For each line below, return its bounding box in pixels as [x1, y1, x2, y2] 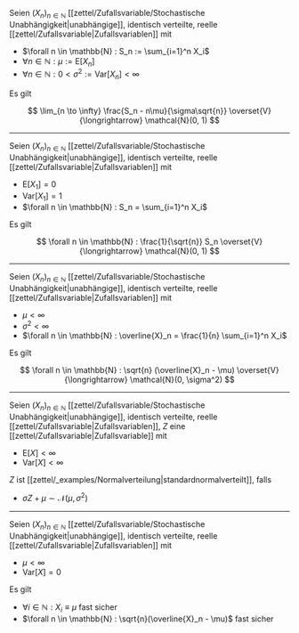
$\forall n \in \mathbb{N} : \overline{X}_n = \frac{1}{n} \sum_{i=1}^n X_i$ [21, 329, 287, 341]
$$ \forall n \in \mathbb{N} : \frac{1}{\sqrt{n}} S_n [36, 236, 219, 248]
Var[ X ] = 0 [21, 567, 62, 578]
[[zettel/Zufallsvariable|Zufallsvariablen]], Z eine [9, 420, 186, 431]
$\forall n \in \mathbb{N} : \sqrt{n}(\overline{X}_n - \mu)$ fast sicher [21, 613, 274, 624]
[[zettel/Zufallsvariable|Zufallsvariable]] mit [9, 430, 167, 441]
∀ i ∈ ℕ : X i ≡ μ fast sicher [21, 602, 117, 614]
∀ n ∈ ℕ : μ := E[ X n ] [21, 55, 95, 69]
